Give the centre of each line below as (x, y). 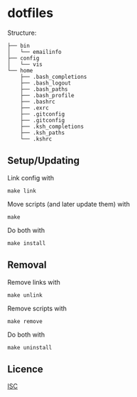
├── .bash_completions (54, 77)
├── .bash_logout (46, 83)
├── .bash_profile (47, 95)
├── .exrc (35, 108)
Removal (27, 265)
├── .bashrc (38, 102)
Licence (26, 369)
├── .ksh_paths (43, 133)
